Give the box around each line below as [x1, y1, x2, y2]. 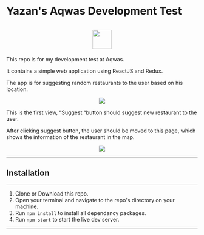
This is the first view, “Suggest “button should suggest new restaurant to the [6, 109, 197, 116]
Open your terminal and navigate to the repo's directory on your [15, 196, 175, 203]
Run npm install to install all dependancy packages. [15, 209, 146, 216]
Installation [6, 168, 50, 179]
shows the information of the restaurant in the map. [6, 133, 135, 140]
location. [6, 86, 29, 93]
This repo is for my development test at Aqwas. [6, 55, 124, 63]
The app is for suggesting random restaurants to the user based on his [6, 79, 183, 86]
